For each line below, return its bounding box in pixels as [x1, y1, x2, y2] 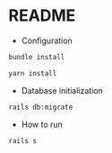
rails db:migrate [8, 103, 73, 112]
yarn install [8, 68, 57, 77]
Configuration [21, 35, 73, 46]
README [8, 5, 76, 26]
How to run [21, 119, 64, 130]
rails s [8, 136, 38, 145]
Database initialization [21, 85, 104, 95]
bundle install [8, 52, 65, 61]
